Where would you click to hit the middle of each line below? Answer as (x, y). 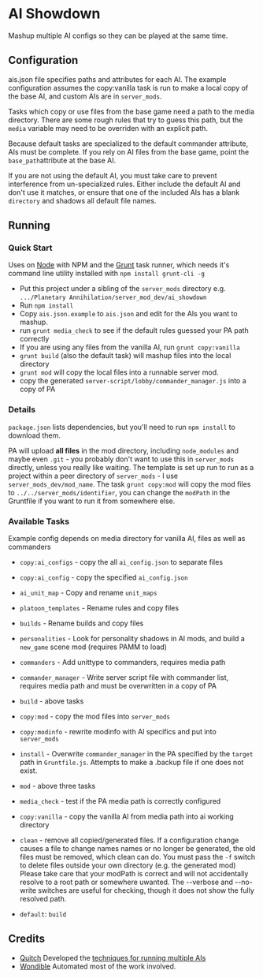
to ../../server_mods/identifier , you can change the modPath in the (119, 492)
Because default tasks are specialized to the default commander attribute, (128, 144)
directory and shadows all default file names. (82, 200)
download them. (35, 435)
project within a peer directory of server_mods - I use (93, 476)
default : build (43, 914)
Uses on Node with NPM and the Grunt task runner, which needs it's (119, 265)
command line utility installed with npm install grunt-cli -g (106, 274)
